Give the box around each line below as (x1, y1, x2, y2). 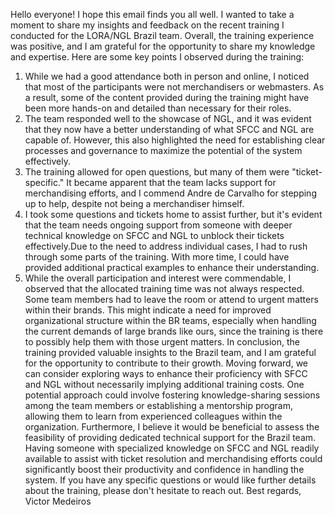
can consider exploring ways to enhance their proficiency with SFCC (24, 368, 308, 379)
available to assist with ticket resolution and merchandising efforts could (24, 453, 323, 464)
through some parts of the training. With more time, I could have (24, 251, 290, 263)
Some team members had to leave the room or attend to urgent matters (24, 294, 319, 305)
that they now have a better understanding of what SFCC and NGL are (24, 124, 315, 135)
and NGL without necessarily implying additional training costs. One (24, 379, 305, 390)
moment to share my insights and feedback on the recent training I (10, 19, 285, 31)
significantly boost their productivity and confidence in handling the (24, 464, 305, 475)
